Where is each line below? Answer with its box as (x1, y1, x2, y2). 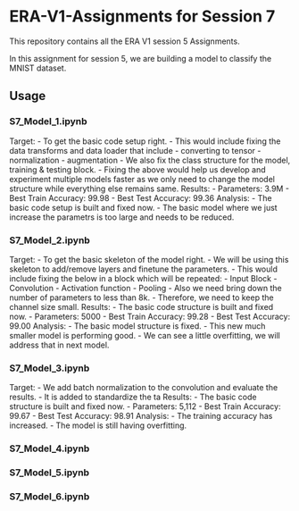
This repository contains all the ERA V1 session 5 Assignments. (9, 36, 240, 46)
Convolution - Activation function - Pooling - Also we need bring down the (9, 282, 283, 293)
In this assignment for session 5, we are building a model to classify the (9, 53, 272, 63)
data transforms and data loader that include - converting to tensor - (9, 145, 262, 155)
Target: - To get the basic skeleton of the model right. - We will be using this (9, 254, 289, 264)
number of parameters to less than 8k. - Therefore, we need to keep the (9, 292, 274, 303)
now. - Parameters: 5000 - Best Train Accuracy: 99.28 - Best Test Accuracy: (9, 311, 291, 322)
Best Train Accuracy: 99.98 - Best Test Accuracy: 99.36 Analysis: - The (9, 192, 272, 203)
